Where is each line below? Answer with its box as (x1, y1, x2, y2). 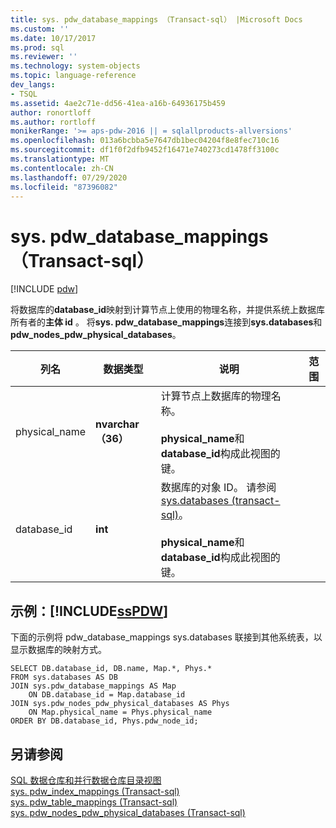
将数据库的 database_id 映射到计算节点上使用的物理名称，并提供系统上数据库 (10, 304, 326, 316)
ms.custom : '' (10, 24, 70, 34)
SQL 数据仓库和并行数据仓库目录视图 (10, 774, 162, 786)
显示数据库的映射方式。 (10, 644, 107, 656)
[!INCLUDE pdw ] (10, 283, 79, 295)
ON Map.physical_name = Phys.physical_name (28, 707, 213, 718)
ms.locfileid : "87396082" (10, 182, 118, 192)
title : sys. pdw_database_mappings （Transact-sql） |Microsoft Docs (10, 14, 303, 25)
